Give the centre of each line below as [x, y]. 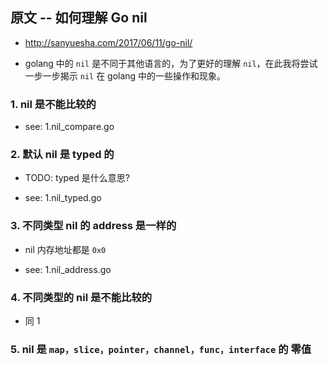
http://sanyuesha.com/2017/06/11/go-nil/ [108, 42]
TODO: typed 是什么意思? [77, 178]
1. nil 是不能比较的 [53, 104]
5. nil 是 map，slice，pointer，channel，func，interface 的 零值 [161, 349]
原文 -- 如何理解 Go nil [79, 18]
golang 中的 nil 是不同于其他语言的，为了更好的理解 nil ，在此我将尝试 [171, 63]
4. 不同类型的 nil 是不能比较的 [81, 297]
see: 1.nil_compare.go [69, 127]
